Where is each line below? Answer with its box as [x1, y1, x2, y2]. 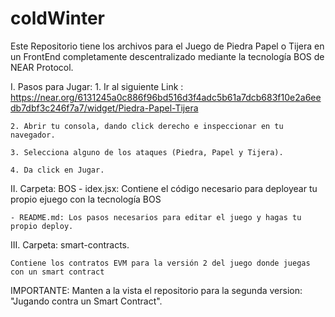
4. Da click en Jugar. [10, 165, 105, 175]
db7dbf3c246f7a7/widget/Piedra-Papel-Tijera [10, 102, 199, 114]
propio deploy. [10, 221, 74, 231]
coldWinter [10, 7, 106, 30]
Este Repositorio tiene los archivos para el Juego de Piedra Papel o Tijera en [10, 40, 325, 52]
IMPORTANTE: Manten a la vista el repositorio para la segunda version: [10, 284, 303, 296]
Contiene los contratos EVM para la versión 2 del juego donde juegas [10, 258, 311, 268]
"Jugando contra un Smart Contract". [10, 295, 163, 307]
